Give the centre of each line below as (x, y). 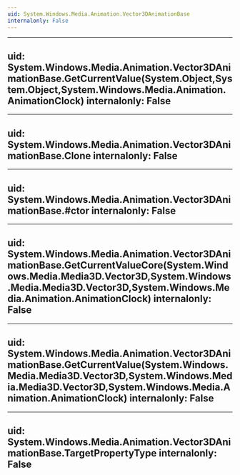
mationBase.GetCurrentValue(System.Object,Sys (120, 78)
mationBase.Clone (49, 155)
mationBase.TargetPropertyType (82, 453)
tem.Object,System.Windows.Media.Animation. (117, 90)
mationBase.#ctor (48, 210)
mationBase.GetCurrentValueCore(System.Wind (118, 265)
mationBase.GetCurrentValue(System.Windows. (118, 365)
